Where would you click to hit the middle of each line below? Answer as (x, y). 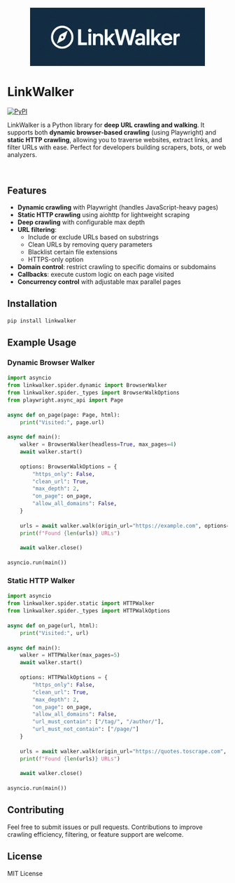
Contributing (36, 810)
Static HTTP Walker (41, 581)
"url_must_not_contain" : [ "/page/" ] (86, 730)
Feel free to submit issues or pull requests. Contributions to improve (105, 827)
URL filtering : (37, 229)
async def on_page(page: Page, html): (64, 415)
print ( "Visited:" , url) (55, 633)
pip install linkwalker (42, 321)
